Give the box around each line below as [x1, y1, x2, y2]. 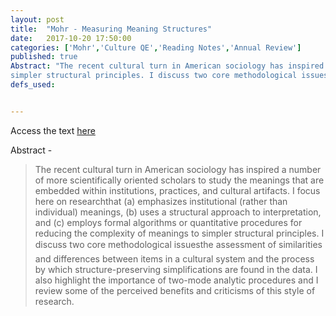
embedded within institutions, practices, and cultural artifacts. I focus [34, 184, 321, 196]
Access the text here [10, 124, 96, 136]
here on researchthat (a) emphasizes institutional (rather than [34, 195, 288, 207]
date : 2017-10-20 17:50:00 [10, 33, 132, 43]
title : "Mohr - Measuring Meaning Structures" [10, 24, 213, 34]
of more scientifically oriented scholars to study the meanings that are [34, 174, 325, 186]
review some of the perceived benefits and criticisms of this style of [34, 284, 316, 296]
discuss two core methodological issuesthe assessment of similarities [34, 238, 323, 250]
